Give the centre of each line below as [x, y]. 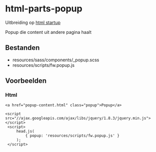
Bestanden [22, 48]
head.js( [25, 132]
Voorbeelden [26, 81]
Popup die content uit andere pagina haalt [48, 32]
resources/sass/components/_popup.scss [56, 60]
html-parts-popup [44, 9]
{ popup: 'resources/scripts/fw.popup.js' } [72, 136]
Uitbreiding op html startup [33, 22]
